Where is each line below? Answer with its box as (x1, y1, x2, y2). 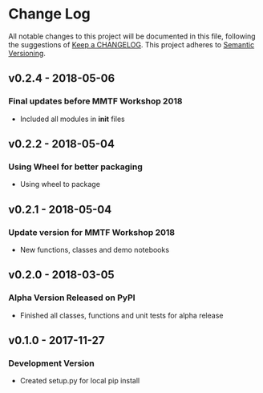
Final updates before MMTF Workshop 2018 (8, 95, 183, 107)
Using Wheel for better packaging (8, 161, 143, 172)
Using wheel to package (19, 180, 100, 189)
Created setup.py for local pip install (19, 376, 140, 386)
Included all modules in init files (19, 114, 126, 124)
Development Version (8, 358, 95, 369)
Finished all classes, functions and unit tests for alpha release (19, 310, 224, 320)
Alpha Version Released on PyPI (8, 292, 136, 303)
